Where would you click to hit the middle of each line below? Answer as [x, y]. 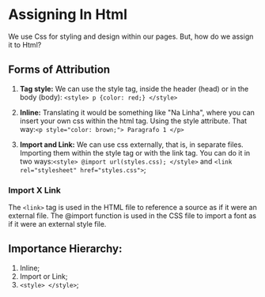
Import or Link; [44, 276]
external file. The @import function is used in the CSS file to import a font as [132, 216]
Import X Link [35, 190]
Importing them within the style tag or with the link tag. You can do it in [135, 152]
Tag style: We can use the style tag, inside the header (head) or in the [134, 88]
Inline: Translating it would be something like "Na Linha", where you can [137, 112]
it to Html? [25, 44]
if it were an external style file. [57, 224]
